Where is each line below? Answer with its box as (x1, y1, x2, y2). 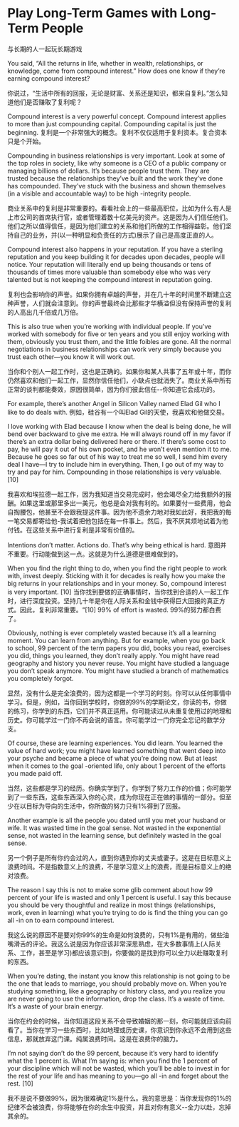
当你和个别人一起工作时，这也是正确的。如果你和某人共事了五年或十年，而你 (7, 367, 232, 375)
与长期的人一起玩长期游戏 (7, 44, 83, 53)
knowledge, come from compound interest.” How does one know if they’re (7, 66, 225, 75)
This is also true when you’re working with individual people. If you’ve (7, 322, 212, 330)
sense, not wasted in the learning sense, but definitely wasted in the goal (7, 831, 222, 839)
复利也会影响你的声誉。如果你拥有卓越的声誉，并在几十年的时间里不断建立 (7, 290, 225, 298)
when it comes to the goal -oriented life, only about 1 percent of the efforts (7, 762, 226, 770)
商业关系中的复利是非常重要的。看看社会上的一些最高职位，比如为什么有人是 (7, 203, 232, 212)
